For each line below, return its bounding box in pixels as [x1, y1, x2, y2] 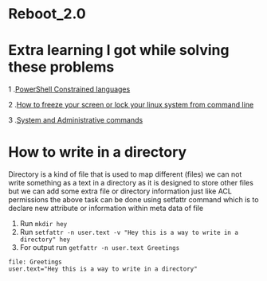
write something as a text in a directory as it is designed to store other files [8, 178, 253, 188]
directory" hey [19, 236, 71, 244]
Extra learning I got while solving [8, 41, 230, 60]
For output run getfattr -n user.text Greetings [19, 243, 180, 252]
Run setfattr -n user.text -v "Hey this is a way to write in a [19, 228, 239, 237]
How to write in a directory [8, 143, 187, 162]
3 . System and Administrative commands [8, 115, 143, 125]
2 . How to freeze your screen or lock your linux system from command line [8, 100, 254, 110]
